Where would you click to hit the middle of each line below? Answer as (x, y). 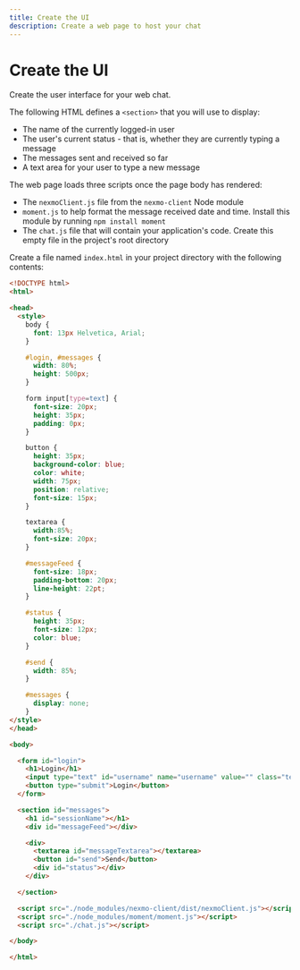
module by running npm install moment (94, 221)
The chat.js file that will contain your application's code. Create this (148, 231)
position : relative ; (71, 489)
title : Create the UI (50, 17)
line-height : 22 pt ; (69, 588)
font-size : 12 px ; (65, 630)
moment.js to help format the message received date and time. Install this (156, 212)
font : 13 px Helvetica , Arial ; (89, 333)
